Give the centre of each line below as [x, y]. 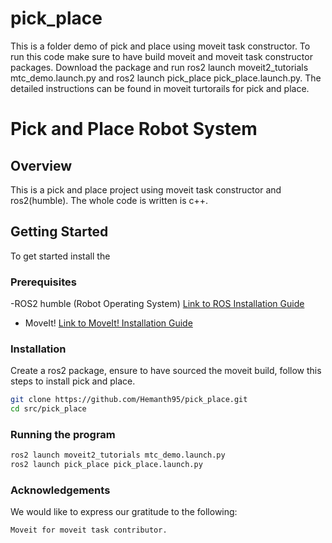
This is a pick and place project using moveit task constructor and [146, 189]
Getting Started [59, 232]
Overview [41, 165]
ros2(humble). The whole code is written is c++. [109, 200]
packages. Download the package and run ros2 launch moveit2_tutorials [159, 67]
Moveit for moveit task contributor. [89, 530]
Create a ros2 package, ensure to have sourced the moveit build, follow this [166, 371]
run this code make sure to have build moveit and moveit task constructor [161, 56]
